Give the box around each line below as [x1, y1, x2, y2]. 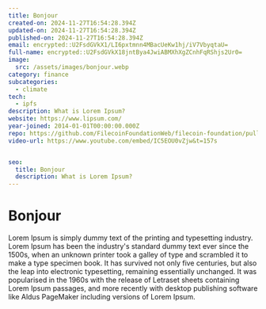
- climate [15, 85, 47, 93]
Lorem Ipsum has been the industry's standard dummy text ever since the [8, 242, 249, 251]
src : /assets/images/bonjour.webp [15, 63, 129, 71]
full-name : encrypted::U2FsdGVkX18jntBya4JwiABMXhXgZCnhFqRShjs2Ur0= [8, 48, 243, 56]
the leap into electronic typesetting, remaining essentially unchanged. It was [8, 267, 257, 277]
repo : [8, 129, 26, 137]
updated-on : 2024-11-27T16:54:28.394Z [8, 26, 136, 34]
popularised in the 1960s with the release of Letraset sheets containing [8, 275, 240, 285]
